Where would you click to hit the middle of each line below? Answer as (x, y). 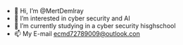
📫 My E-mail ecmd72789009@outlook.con (77, 34)
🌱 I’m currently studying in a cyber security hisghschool (95, 26)
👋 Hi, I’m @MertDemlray (49, 11)
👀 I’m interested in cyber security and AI (72, 18)
